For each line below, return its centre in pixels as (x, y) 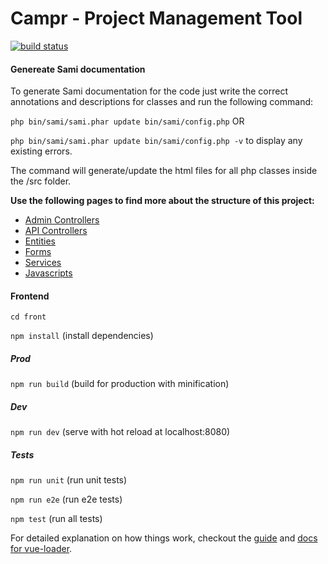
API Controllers (56, 231)
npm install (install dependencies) (82, 336)
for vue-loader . (41, 549)
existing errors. (41, 151)
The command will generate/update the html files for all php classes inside (164, 171)
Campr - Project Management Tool (156, 18)
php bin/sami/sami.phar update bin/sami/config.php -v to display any (156, 141)
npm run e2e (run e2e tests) (66, 499)
